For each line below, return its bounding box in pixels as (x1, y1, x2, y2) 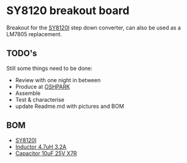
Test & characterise (15, 96, 64, 103)
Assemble (15, 89, 41, 97)
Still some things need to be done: (6, 64, 93, 72)
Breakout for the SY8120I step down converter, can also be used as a (6, 24, 181, 31)
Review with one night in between (15, 76, 101, 83)
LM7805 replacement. (6, 30, 63, 37)
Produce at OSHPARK (15, 83, 71, 90)
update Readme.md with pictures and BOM (15, 102, 124, 110)
